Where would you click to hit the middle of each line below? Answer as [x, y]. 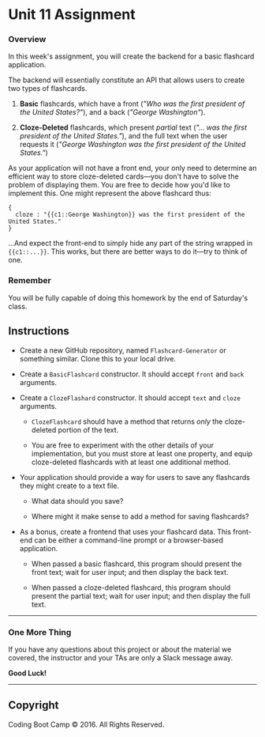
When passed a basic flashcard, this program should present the [136, 564]
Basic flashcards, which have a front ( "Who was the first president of [132, 104]
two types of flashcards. [48, 89]
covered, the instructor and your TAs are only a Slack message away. [121, 657]
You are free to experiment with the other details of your [123, 445]
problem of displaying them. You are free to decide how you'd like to [119, 185]
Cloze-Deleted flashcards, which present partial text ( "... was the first [133, 127]
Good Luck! [28, 673]
